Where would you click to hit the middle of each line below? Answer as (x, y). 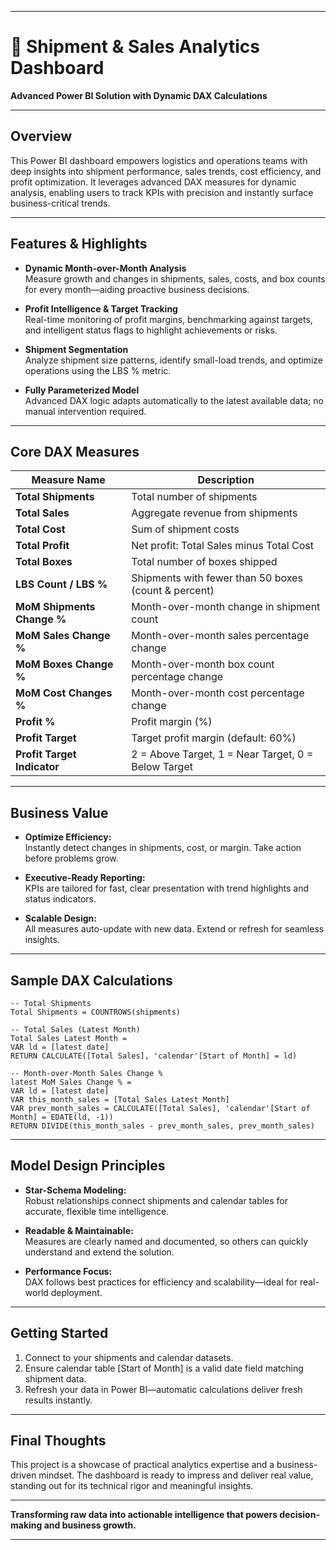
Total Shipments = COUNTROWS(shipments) (96, 1012)
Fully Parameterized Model (82, 390)
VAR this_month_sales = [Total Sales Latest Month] (120, 1100)
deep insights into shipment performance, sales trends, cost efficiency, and (166, 171)
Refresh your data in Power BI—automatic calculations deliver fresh (163, 1389)
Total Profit (42, 546)
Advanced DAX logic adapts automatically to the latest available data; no (174, 400)
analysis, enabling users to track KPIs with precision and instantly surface (162, 192)
